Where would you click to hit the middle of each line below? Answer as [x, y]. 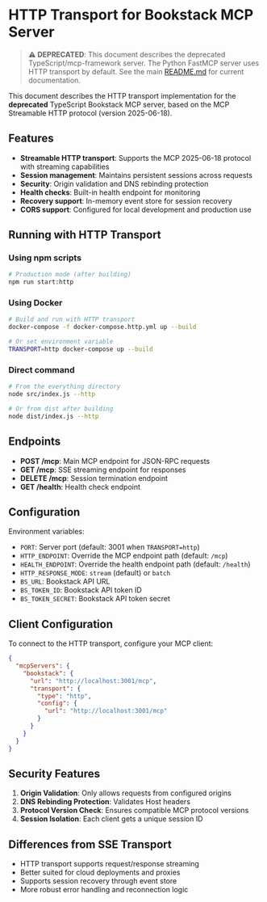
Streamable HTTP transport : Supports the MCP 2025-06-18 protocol [136, 158]
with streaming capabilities [65, 166]
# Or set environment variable [61, 342]
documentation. [54, 80]
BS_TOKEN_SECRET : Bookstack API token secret [95, 599]
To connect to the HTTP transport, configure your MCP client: [111, 643]
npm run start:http [41, 282]
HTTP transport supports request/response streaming [110, 864]
